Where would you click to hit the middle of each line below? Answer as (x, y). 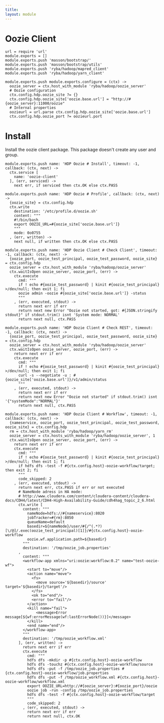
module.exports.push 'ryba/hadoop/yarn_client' (55, 73)
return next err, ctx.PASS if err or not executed (71, 488)
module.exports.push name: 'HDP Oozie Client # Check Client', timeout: (81, 250)
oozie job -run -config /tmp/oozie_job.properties (80, 690)
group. (12, 155)
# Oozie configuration (33, 91)
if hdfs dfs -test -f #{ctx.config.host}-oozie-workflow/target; (86, 466)
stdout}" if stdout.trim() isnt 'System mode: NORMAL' (63, 315)
